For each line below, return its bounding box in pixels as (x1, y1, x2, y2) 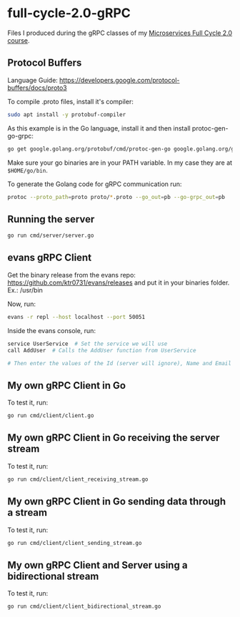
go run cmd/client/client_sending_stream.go (7, 539, 142, 546)
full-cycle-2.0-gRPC (7, 5, 131, 21)
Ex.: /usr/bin (7, 285, 43, 294)
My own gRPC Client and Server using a (7, 559, 188, 571)
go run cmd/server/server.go (7, 232, 94, 240)
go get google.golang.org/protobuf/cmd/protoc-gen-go (7, 145, 171, 153)
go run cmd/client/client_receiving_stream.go (7, 476, 149, 483)
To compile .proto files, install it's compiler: (7, 97, 134, 106)
